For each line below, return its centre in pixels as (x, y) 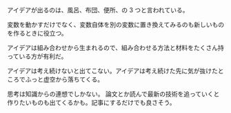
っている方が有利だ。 (37, 56)
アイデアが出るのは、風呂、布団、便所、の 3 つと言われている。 (98, 10)
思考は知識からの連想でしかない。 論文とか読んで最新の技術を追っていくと (113, 94)
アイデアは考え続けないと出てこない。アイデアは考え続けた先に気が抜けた (113, 71)
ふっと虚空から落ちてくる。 (64, 79)
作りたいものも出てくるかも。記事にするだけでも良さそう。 (91, 102)
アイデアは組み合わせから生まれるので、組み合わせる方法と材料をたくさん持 (115, 48)
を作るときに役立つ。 (37, 33)
